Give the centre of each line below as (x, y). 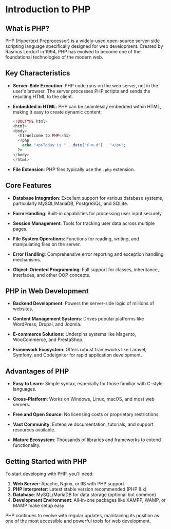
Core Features (28, 186)
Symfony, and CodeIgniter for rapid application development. (77, 355)
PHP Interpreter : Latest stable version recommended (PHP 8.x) (80, 489)
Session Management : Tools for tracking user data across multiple (84, 223)
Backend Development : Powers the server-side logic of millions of (83, 304)
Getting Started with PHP (46, 461)
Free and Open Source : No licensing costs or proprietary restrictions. (86, 414)
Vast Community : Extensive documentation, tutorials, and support (83, 424)
